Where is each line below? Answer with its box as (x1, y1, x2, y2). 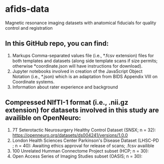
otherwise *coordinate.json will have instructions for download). (12, 63, 143, 69)
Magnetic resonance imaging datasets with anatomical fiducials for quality (5, 20, 157, 26)
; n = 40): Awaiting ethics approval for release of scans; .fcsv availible (12, 142, 155, 149)
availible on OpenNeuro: (5, 114, 82, 122)
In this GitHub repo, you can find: (5, 40, 109, 48)
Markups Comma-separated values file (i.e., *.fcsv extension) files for (12, 52, 154, 58)
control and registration (5, 25, 53, 31)
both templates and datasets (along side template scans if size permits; (12, 58, 158, 64)
